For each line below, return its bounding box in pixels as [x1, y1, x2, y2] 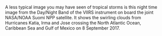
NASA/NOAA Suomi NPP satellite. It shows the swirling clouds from [5, 15, 141, 20]
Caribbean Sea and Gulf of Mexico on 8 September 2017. [5, 25, 120, 31]
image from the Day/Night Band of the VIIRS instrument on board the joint [5, 9, 154, 15]
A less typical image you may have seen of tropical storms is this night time [5, 4, 158, 10]
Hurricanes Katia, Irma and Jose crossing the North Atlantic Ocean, [5, 20, 141, 26]
